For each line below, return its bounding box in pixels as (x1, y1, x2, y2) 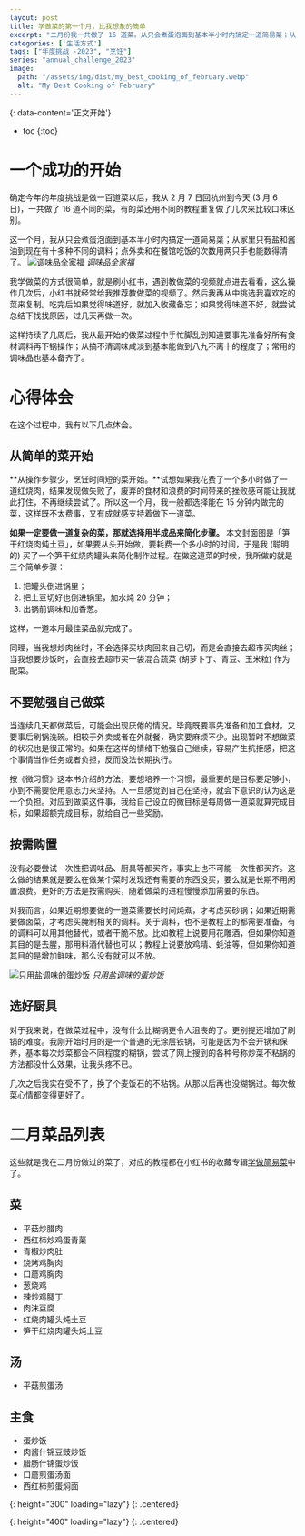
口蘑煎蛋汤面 (22, 1470, 71, 1481)
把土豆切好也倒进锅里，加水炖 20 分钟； (22, 592, 173, 603)
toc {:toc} (22, 125, 59, 136)
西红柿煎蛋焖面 (22, 1481, 79, 1491)
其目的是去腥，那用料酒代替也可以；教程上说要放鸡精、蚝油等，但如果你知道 (9, 939, 296, 949)
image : (9, 65, 34, 74)
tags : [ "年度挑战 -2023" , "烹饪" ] (9, 47, 132, 56)
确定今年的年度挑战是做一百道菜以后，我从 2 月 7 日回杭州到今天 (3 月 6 (9, 192, 279, 203)
